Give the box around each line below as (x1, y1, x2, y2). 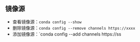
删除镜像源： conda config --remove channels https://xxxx (12, 25, 135, 31)
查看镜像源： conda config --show (12, 19, 81, 25)
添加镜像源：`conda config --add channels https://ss (12, 31, 121, 37)
